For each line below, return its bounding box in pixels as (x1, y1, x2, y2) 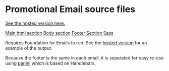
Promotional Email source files (5, 4, 136, 15)
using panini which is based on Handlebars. (5, 60, 96, 66)
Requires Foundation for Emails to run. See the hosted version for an (5, 39, 147, 46)
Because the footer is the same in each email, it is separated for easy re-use (5, 54, 164, 61)
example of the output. (5, 45, 52, 51)
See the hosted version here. (5, 20, 66, 26)
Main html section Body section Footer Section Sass (5, 30, 114, 36)
